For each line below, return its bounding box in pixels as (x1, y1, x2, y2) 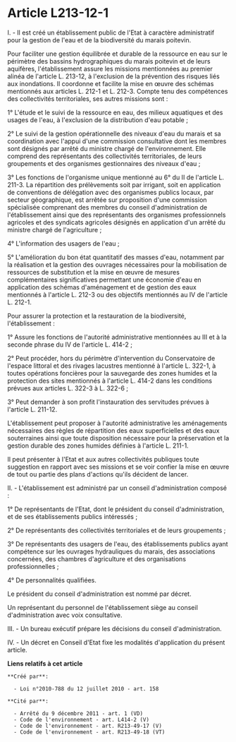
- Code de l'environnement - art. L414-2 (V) (13, 716, 150, 723)
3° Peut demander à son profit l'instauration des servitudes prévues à (7, 397, 209, 406)
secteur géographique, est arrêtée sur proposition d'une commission (7, 196, 207, 204)
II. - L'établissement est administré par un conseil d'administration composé (7, 484, 228, 492)
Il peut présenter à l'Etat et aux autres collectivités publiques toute (7, 455, 199, 463)
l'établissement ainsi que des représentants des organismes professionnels (7, 210, 226, 219)
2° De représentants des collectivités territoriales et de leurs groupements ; (7, 526, 226, 534)
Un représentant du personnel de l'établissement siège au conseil (7, 603, 199, 611)
